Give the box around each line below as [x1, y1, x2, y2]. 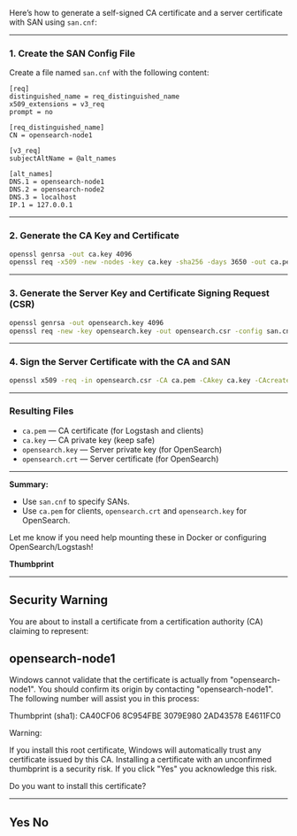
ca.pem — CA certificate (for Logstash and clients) [21, 425, 204, 436]
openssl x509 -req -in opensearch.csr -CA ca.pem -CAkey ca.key [9, 375, 251, 384]
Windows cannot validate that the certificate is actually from [9, 675, 228, 685]
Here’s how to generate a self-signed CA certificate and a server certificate [9, 8, 283, 18]
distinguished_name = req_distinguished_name [9, 92, 179, 101]
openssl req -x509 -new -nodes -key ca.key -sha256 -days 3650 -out [9, 258, 267, 267]
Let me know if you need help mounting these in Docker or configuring [9, 531, 267, 543]
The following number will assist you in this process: [9, 693, 200, 704]
